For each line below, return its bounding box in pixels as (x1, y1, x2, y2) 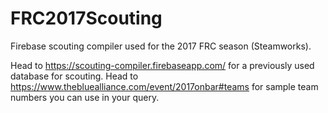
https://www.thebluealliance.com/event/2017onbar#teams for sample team (10, 80, 319, 92)
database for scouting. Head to (10, 70, 139, 82)
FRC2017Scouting (10, 7, 163, 30)
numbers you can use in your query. (10, 91, 160, 103)
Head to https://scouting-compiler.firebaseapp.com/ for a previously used (10, 59, 315, 71)
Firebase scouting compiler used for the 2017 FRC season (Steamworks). (10, 40, 312, 52)
